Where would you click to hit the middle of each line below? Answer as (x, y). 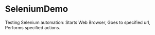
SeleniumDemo (36, 9)
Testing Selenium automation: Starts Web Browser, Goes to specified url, (78, 22)
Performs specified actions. (33, 27)
